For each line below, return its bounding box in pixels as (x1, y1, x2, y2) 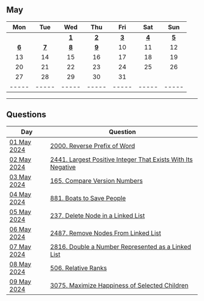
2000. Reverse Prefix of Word (50, 141, 135, 150)
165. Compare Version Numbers (50, 176, 143, 184)
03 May (9, 172, 32, 181)
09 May (9, 277, 32, 286)
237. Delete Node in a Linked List (50, 211, 145, 220)
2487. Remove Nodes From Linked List (50, 229, 161, 237)
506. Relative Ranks (50, 263, 107, 272)
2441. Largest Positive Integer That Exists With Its (50, 155, 193, 163)
